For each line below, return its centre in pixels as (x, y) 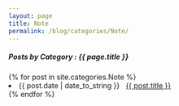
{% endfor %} (32, 95)
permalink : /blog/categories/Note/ (69, 31)
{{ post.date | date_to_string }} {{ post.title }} (95, 86)
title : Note (28, 23)
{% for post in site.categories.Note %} (72, 77)
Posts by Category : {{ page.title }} (68, 57)
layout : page (31, 16)
